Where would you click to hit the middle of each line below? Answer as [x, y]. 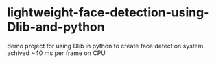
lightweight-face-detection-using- [108, 13]
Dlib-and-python [56, 27]
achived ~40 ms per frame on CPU [57, 53]
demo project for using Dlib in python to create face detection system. [106, 46]
